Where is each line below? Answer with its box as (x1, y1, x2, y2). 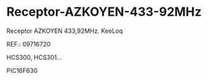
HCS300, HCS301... (6, 53, 63, 62)
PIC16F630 (6, 66, 38, 75)
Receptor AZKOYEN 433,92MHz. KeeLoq (6, 27, 123, 35)
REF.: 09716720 (6, 40, 51, 48)
